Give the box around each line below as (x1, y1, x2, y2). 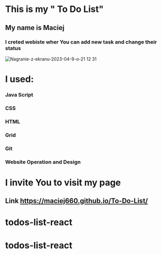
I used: (5, 73, 34, 85)
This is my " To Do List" (5, 3, 104, 15)
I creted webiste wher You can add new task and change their (5, 38, 157, 45)
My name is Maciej (5, 23, 65, 32)
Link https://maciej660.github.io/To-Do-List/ (5, 196, 148, 205)
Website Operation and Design (5, 158, 81, 165)
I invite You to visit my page (5, 176, 121, 188)
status (5, 44, 21, 51)
